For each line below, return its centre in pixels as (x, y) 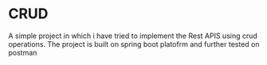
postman (23, 52)
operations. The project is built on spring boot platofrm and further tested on (134, 44)
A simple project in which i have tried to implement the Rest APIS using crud (133, 36)
